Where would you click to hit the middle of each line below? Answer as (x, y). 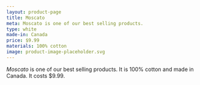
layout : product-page (34, 12)
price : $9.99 (23, 40)
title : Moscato (26, 18)
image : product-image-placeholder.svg (56, 52)
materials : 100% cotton (37, 46)
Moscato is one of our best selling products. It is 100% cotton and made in (100, 69)
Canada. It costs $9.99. (36, 76)
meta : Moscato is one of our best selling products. (75, 23)
